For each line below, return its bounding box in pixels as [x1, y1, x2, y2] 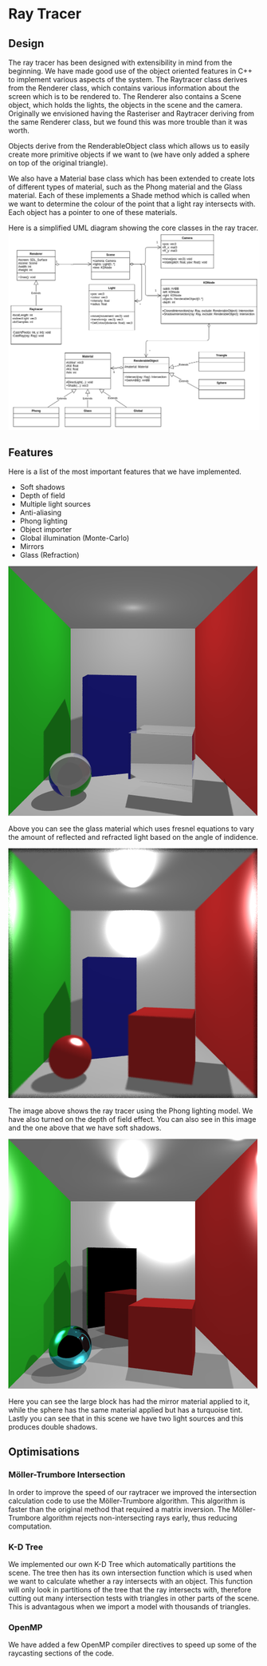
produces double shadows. [8, 1422, 98, 1432]
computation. [8, 1521, 52, 1531]
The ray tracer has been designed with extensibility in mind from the [8, 58, 233, 67]
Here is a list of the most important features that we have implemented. [8, 467, 241, 476]
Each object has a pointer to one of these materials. [8, 208, 178, 217]
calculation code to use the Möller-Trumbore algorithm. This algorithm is [8, 1496, 245, 1505]
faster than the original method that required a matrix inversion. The [8, 1504, 231, 1514]
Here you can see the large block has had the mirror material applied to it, [8, 1397, 250, 1406]
